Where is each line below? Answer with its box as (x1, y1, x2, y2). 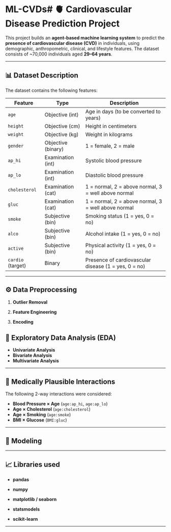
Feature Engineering (12, 309, 57, 315)
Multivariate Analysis (12, 358, 60, 364)
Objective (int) (44, 111, 79, 118)
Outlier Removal (12, 299, 48, 305)
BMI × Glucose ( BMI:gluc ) (12, 417, 67, 423)
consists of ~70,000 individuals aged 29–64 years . (5, 51, 112, 57)
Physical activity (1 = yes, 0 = (85, 242, 156, 249)
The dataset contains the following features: (5, 87, 98, 93)
